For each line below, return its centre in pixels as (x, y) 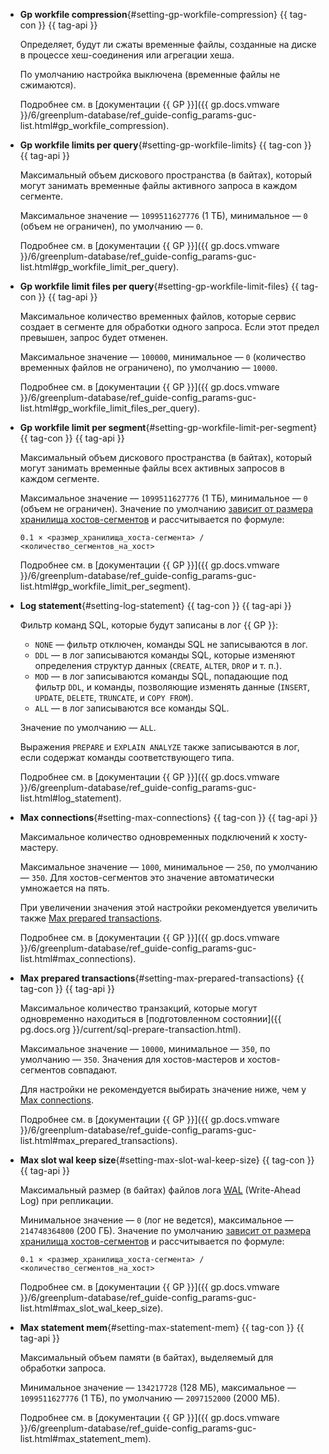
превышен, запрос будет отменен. (94, 337)
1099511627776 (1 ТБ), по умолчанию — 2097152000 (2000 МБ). (149, 1398)
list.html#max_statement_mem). (85, 1438)
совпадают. (92, 1070)
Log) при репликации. (66, 1200)
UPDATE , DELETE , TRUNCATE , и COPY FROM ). (114, 697)
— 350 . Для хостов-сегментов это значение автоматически (147, 877)
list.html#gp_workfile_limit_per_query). (99, 267)
